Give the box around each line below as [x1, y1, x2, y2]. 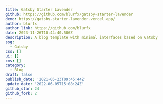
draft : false [5, 72, 33, 77]
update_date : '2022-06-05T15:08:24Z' [5, 81, 84, 86]
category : [5, 63, 26, 68]
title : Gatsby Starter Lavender [5, 7, 73, 12]
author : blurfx [5, 21, 37, 26]
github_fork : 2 [5, 91, 37, 96]
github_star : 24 [5, 86, 39, 91]
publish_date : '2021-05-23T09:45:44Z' [5, 77, 86, 82]
